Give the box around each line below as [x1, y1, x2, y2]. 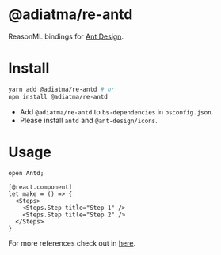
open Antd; [8, 169, 44, 177]
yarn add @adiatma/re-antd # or [8, 85, 115, 93]
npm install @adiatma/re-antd [8, 92, 109, 100]
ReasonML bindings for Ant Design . [8, 32, 124, 41]
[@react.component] [8, 183, 73, 191]
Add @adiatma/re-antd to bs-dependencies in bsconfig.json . [19, 107, 214, 116]
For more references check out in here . [8, 238, 136, 248]
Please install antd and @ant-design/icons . [19, 115, 158, 125]
